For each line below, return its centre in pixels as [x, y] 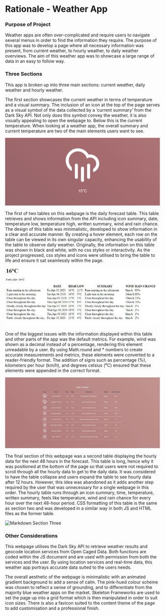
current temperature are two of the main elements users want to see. [75, 131]
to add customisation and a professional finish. [52, 608]
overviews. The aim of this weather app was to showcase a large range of [80, 56]
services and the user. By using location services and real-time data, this [79, 562]
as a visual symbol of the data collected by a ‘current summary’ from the [78, 110]
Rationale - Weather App [56, 9]
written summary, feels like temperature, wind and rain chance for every [78, 498]
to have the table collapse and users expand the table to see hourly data [78, 477]
